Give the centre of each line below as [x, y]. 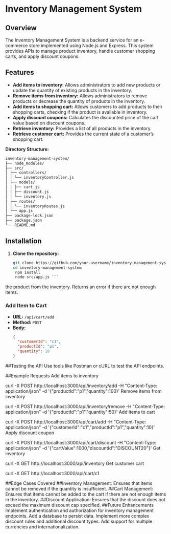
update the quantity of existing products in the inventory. [72, 90]
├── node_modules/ [25, 163]
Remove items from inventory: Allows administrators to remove [80, 96]
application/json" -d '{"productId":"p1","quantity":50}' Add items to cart [80, 412]
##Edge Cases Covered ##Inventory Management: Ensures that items [79, 483]
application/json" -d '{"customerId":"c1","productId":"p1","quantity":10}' [80, 427]
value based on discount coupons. [49, 123]
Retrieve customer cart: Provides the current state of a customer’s [83, 134]
